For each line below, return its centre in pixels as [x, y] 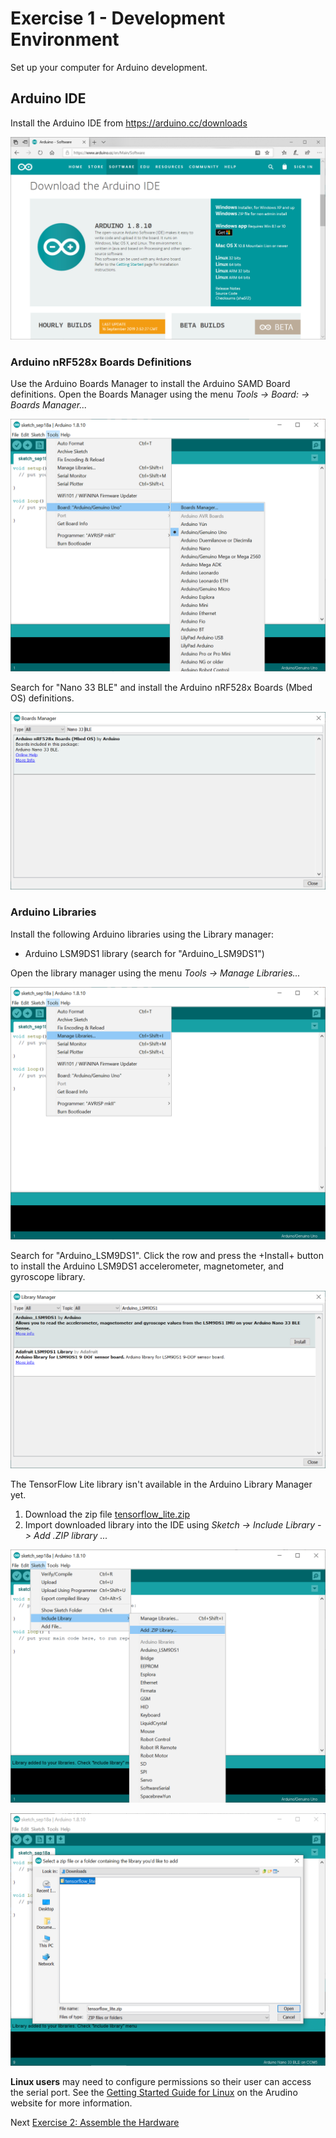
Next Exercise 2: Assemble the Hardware [95, 2123]
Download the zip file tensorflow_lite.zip [107, 1514]
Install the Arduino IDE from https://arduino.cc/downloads [129, 123]
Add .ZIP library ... [70, 1536]
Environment [65, 39]
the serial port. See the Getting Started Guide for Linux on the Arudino [154, 2093]
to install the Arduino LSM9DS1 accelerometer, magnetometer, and [147, 1266]
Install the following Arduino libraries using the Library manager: [142, 934]
